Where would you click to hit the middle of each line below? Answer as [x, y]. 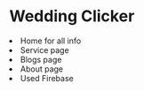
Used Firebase [47, 78]
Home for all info [51, 41]
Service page [45, 49]
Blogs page [41, 59]
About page [42, 69]
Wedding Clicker [72, 16]
